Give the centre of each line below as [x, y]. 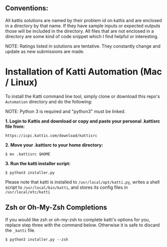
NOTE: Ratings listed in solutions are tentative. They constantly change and [83, 46]
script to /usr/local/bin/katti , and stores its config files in [66, 187]
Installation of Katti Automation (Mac [83, 72]
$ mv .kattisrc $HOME [28, 154]
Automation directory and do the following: [49, 101]
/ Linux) [21, 82]
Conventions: [27, 8]
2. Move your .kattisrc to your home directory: [54, 145]
